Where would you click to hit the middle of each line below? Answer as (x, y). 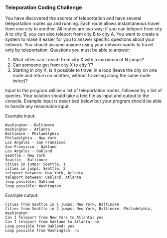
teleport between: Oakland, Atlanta (43, 178)
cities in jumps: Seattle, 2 (35, 169)
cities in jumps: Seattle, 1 (35, 164)
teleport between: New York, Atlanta (44, 173)
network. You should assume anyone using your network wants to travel (79, 45)
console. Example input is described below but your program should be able (83, 101)
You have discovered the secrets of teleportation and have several (73, 18)
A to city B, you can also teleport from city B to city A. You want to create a (82, 34)
